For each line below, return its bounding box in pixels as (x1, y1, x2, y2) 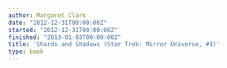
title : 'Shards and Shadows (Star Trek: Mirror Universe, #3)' (8, 41, 221, 48)
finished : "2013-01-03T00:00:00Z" (8, 33, 122, 41)
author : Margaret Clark (8, 11, 87, 20)
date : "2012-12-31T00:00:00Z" (8, 19, 108, 27)
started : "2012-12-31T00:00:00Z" (8, 26, 118, 34)
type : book (8, 48, 44, 55)
